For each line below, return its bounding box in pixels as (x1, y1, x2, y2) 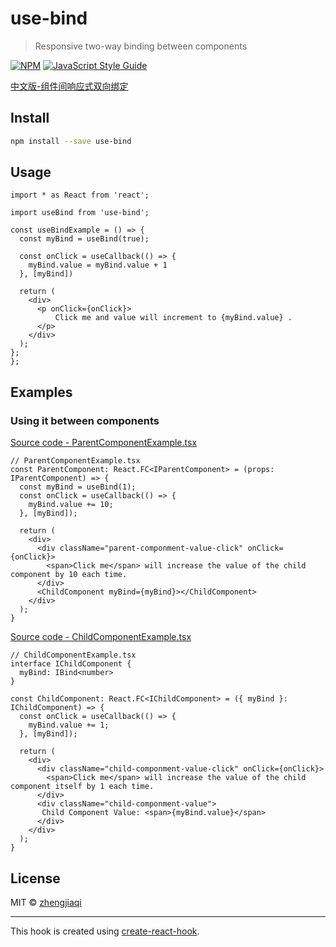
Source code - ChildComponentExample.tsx (10, 631, 192, 643)
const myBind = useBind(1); (19, 482, 137, 492)
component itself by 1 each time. (10, 782, 155, 792)
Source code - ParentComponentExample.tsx (10, 437, 198, 449)
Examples (10, 383, 73, 401)
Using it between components (10, 413, 160, 427)
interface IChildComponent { (10, 659, 132, 669)
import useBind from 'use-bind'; (10, 208, 150, 218)
